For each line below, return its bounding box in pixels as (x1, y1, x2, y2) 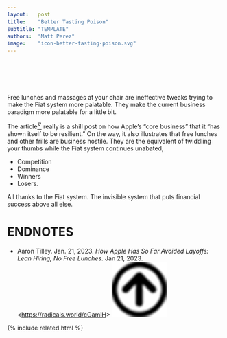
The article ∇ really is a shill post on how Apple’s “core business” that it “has (7, 121, 221, 131)
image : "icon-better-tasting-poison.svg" (7, 40, 136, 47)
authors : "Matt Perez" (7, 33, 75, 40)
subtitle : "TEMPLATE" (7, 25, 69, 32)
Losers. (16, 179, 39, 188)
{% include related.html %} (7, 324, 84, 332)
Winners (16, 172, 41, 180)
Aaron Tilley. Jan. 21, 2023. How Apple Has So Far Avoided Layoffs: (16, 247, 209, 255)
